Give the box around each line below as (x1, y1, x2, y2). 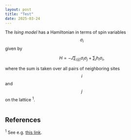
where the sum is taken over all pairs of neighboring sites (5, 65, 120, 71)
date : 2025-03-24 (5, 16, 40, 21)
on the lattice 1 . (5, 95, 36, 102)
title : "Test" (5, 12, 34, 16)
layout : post (5, 7, 32, 12)
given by (5, 46, 23, 51)
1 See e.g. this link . (5, 129, 42, 136)
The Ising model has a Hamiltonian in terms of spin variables (5, 30, 126, 35)
